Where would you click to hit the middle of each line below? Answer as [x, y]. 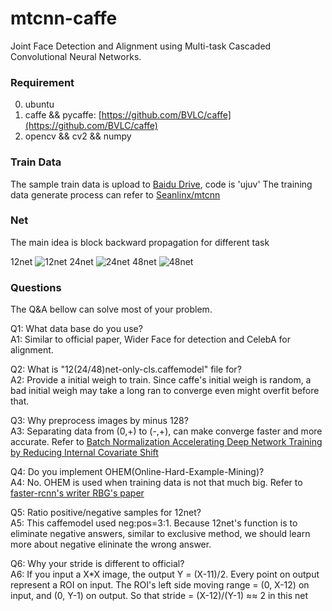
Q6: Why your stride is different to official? [97, 564]
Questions [36, 287]
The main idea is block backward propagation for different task [140, 242]
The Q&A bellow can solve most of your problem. [111, 309]
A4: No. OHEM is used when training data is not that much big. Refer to [156, 483]
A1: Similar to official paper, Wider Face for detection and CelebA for [150, 339]
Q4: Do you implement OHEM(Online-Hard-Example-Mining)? [137, 472]
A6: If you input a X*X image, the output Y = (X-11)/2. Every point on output [165, 574]
